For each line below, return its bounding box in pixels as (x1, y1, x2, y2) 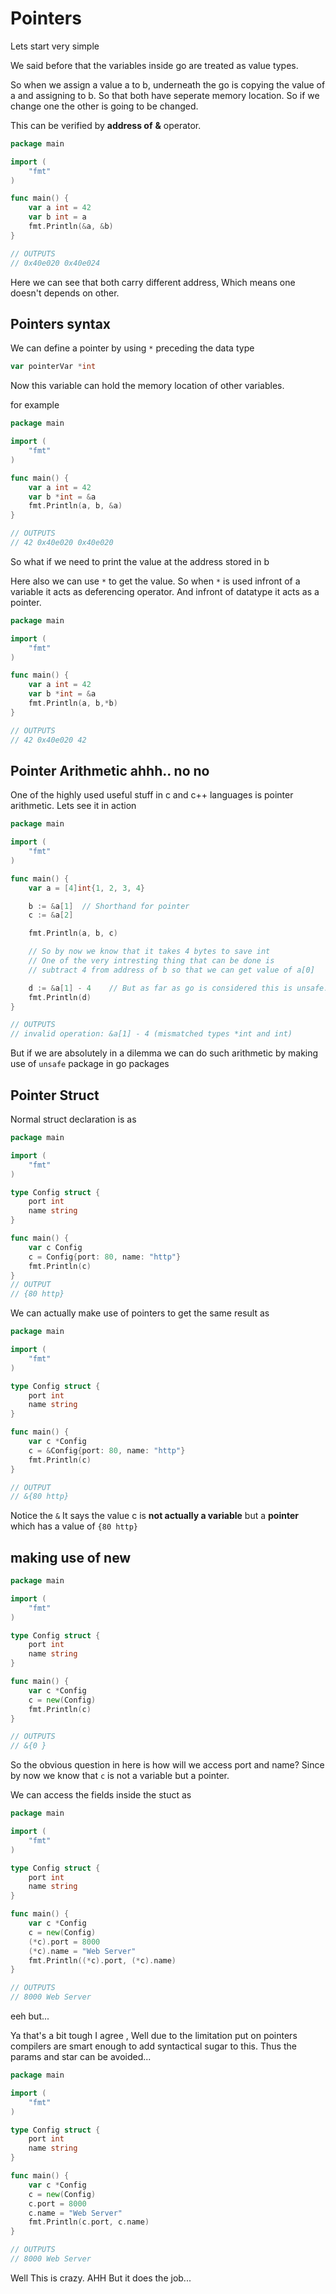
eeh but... (10, 2010, 50, 2022)
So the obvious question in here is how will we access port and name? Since (10, 1759, 325, 1771)
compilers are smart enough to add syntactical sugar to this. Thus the (10, 2040, 297, 2052)
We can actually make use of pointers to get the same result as (10, 1307, 270, 1319)
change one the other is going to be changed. (10, 100, 199, 112)
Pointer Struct (10, 1087, 100, 1104)
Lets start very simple (10, 40, 100, 52)
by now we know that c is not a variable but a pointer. (10, 1770, 230, 1782)
